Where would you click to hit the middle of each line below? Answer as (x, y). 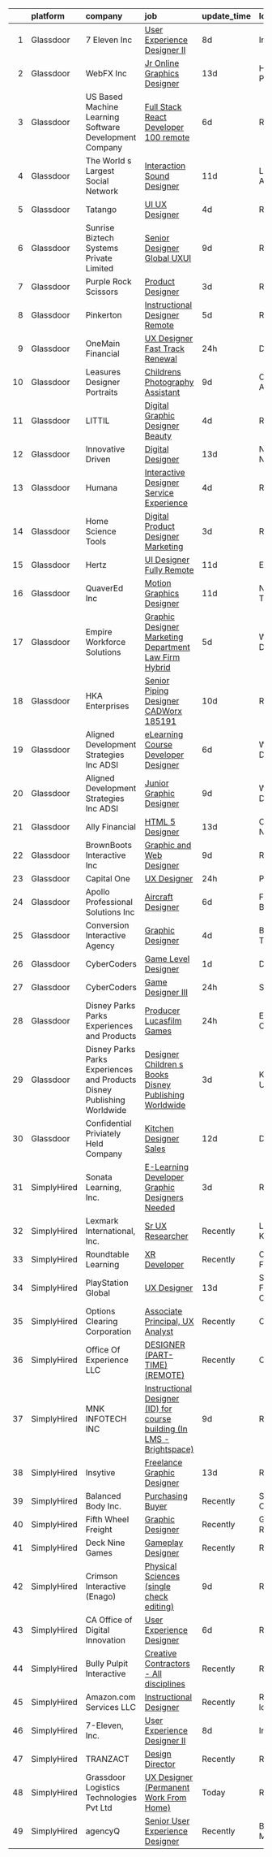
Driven (98, 459)
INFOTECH (106, 1419)
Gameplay (164, 1543)
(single (158, 1586)
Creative (161, 1654)
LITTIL (98, 420)
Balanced (103, 1496)
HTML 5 (160, 822)
